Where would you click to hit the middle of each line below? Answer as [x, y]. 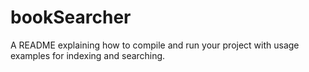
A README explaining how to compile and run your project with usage [155, 45]
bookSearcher [71, 17]
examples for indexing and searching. [88, 55]
